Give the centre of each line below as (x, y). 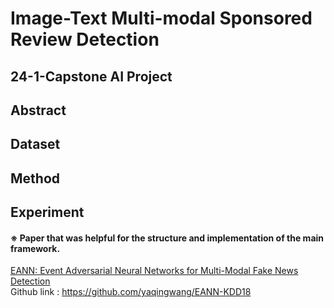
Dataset (35, 144)
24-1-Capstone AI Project (91, 76)
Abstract (38, 110)
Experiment (47, 212)
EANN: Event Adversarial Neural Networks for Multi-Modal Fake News (154, 271)
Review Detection (85, 39)
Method (35, 178)
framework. (35, 248)
